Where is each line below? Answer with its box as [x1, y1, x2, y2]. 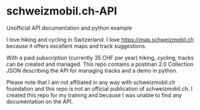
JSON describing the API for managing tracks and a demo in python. [6, 66, 178, 74]
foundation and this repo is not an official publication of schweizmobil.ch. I [6, 85, 193, 92]
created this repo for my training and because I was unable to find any [6, 91, 182, 99]
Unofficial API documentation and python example [6, 24, 133, 31]
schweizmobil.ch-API [6, 4, 117, 18]
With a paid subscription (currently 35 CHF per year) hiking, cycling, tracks [6, 54, 194, 61]
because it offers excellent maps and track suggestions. [6, 42, 147, 50]
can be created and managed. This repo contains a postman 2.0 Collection [6, 60, 193, 68]
